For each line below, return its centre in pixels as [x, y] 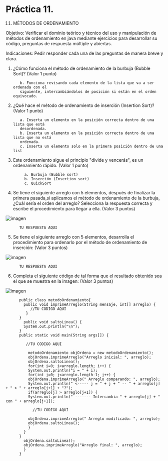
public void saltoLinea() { [53, 322]
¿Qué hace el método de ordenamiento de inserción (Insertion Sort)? [83, 105]
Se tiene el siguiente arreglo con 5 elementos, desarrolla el [73, 237]
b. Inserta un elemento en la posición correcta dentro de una [87, 133]
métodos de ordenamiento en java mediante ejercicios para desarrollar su [81, 38]
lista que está [29, 124]
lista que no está [32, 137]
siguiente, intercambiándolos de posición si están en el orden [88, 91]
